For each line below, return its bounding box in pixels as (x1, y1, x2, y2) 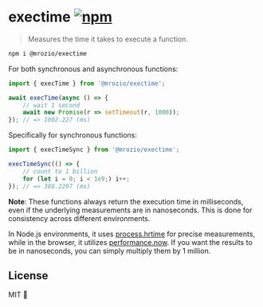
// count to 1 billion (22, 167, 98, 175)
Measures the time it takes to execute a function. (27, 34, 189, 44)
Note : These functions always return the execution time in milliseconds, (8, 196, 244, 206)
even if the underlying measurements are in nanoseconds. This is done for (8, 205, 253, 215)
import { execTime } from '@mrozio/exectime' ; (8, 80, 166, 87)
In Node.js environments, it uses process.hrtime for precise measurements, (8, 229, 256, 239)
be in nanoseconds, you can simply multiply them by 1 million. (8, 246, 211, 255)
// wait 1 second (22, 101, 80, 109)
